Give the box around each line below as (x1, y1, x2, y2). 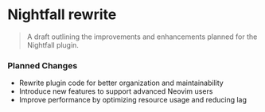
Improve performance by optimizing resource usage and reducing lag (18, 95, 247, 105)
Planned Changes (7, 60, 78, 71)
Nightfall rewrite (7, 6, 117, 24)
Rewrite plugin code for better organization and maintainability (18, 78, 224, 88)
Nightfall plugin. (26, 40, 79, 49)
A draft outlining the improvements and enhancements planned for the (26, 32, 258, 41)
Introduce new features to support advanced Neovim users (18, 87, 213, 96)
